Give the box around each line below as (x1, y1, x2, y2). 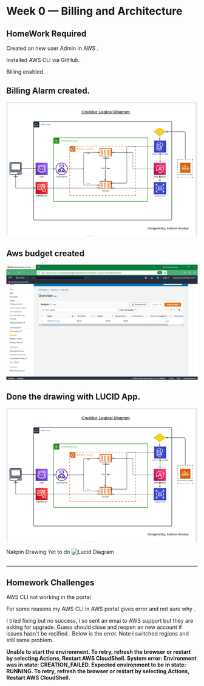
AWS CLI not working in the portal (6, 594, 91, 601)
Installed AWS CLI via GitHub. (6, 57, 80, 63)
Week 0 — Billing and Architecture (6, 4, 183, 18)
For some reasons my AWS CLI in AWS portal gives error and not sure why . (6, 605, 196, 612)
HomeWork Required (6, 29, 87, 39)
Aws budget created (6, 248, 85, 258)
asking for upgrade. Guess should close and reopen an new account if (6, 623, 182, 631)
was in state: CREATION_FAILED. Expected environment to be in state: (6, 661, 186, 668)
